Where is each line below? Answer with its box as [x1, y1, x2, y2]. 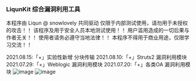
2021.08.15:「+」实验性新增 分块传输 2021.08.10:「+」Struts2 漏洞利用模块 [6, 54, 187, 61]
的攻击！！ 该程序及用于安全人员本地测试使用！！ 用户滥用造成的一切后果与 [6, 27, 190, 34]
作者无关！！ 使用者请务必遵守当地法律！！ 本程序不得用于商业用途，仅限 [6, 34, 184, 41]
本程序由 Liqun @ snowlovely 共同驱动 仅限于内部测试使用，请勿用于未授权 [6, 19, 188, 27]
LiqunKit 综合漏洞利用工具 [6, 5, 81, 13]
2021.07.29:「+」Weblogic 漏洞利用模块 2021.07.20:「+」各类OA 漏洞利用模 [6, 61, 191, 68]
